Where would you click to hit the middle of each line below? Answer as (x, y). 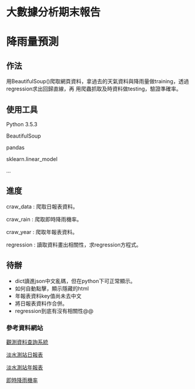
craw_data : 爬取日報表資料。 (42, 206)
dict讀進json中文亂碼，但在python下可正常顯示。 (75, 281)
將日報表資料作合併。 (41, 303)
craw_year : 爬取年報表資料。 (42, 232)
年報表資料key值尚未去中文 (48, 296)
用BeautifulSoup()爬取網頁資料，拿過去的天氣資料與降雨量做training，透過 (98, 81)
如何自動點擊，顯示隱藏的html (52, 288)
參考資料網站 (25, 328)
